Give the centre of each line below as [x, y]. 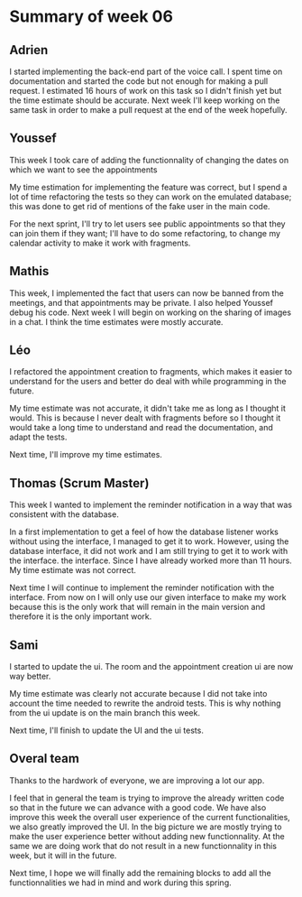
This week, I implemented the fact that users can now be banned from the [146, 293]
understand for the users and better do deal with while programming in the [148, 382]
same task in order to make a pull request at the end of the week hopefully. [148, 110]
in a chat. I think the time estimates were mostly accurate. [116, 321]
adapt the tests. [38, 437]
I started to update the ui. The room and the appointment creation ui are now [151, 667]
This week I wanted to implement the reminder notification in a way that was [151, 505]
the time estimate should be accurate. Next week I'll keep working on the [145, 100]
